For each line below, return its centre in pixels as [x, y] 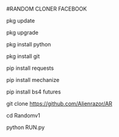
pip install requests [30, 68]
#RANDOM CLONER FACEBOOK [47, 9]
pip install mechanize [33, 80]
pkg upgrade [22, 32]
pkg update [21, 20]
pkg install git [23, 56]
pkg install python [29, 44]
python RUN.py [26, 127]
